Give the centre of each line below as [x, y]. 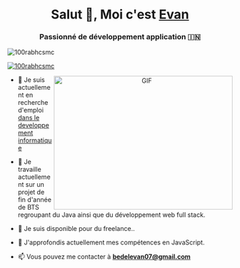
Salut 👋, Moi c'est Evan [120, 15]
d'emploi [31, 110]
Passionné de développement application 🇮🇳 [120, 37]
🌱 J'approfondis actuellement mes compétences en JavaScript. [111, 242]
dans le [29, 118]
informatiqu [35, 140]
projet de [31, 192]
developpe [34, 125]
